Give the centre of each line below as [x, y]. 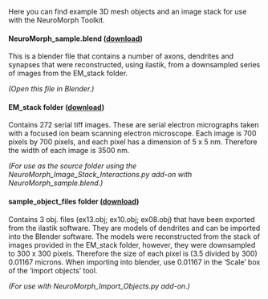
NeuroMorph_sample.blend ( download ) [75, 38]
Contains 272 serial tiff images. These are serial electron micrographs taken [134, 125]
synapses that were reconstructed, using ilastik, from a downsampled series [134, 65]
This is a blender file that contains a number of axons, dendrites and [121, 56]
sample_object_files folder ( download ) [74, 201]
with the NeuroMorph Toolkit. [57, 20]
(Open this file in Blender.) [51, 89]
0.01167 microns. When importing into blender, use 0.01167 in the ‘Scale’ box [134, 262]
